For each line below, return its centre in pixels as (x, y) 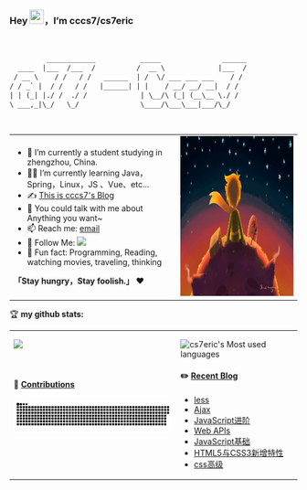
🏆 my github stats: (47, 314)
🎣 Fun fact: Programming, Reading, (92, 252)
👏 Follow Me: (51, 243)
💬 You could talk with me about (85, 208)
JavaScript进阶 (222, 420)
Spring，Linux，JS (63, 185)
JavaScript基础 (222, 441)
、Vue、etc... (125, 185)
